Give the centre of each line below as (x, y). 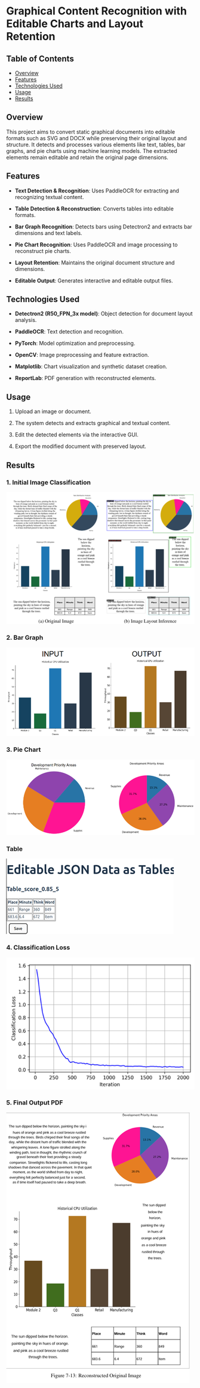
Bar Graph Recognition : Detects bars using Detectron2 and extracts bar (103, 227)
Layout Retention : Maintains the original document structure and (95, 263)
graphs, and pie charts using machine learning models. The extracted (92, 150)
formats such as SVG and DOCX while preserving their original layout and (96, 138)
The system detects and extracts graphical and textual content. (93, 423)
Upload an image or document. (53, 411)
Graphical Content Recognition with (96, 11)
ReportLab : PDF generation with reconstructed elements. (85, 378)
